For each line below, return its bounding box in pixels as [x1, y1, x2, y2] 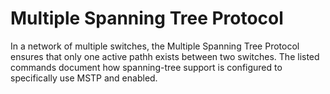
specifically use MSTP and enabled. [10, 72, 158, 84]
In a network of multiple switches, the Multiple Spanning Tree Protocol [10, 40, 300, 52]
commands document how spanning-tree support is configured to [10, 61, 283, 73]
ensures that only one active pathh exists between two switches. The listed [10, 50, 320, 62]
